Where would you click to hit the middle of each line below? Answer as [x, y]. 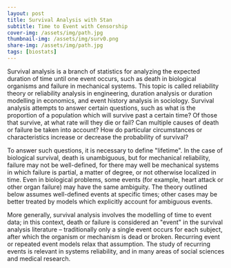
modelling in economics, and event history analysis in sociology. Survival [111, 100]
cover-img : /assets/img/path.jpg [55, 33]
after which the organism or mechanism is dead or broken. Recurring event [114, 236]
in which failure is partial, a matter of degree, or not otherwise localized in [112, 172]
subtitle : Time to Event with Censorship [68, 26]
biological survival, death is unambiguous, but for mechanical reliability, [109, 157]
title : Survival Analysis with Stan [60, 20]
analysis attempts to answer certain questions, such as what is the [102, 108]
